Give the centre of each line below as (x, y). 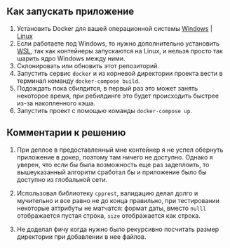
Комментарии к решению (66, 133)
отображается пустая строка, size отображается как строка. (108, 215)
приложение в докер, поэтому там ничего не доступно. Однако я (115, 157)
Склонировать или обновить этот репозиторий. (88, 65)
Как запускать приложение (70, 12)
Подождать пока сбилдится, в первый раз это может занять (107, 88)
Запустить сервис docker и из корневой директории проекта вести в (120, 73)
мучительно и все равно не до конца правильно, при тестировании (118, 200)
